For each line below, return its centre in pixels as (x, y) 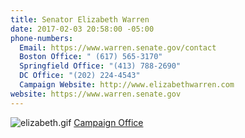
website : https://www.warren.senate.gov (96, 94)
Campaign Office (108, 122)
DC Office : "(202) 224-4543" (80, 76)
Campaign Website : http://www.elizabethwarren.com (127, 85)
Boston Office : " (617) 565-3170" (91, 57)
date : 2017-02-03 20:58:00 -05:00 (82, 29)
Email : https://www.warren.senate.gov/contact (118, 47)
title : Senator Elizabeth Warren (80, 19)
